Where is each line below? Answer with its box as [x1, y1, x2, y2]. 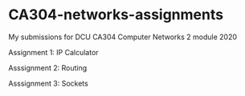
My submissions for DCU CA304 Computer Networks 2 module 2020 [8, 32, 238, 42]
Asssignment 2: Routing [8, 62, 88, 73]
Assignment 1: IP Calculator [8, 47, 99, 57]
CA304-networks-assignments [8, 6, 223, 24]
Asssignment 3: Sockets [8, 78, 88, 88]
